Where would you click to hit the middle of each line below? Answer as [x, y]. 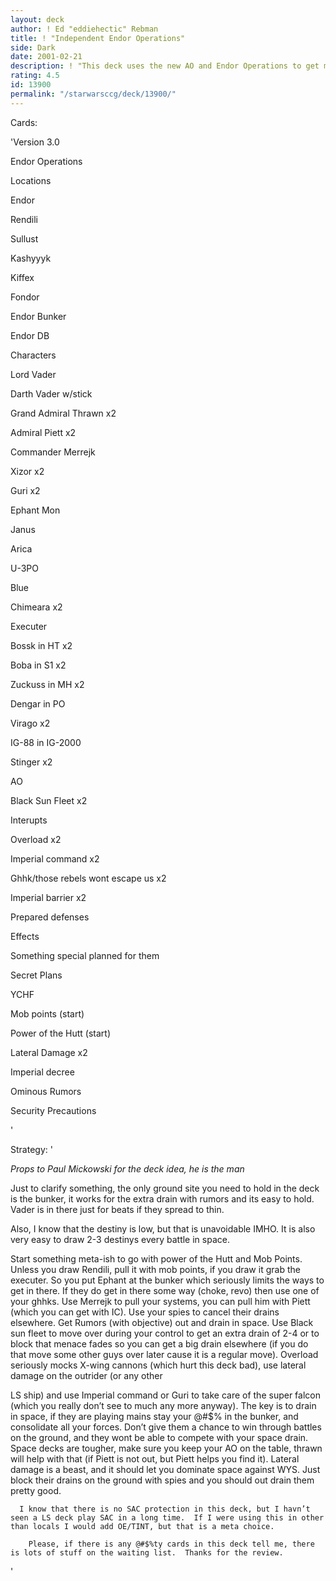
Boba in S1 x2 [38, 665]
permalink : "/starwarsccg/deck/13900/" [93, 94]
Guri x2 [25, 490]
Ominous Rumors [46, 1091]
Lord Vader [33, 374]
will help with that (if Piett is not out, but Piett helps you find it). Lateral [155, 1458]
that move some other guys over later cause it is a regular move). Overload [164, 1354]
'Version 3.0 [35, 142]
